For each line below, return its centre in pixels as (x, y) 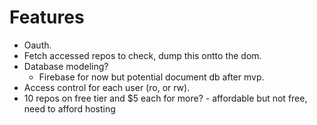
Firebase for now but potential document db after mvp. (151, 77)
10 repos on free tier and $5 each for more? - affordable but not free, (165, 98)
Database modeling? (66, 66)
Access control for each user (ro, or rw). (107, 87)
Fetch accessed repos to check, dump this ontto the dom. (142, 55)
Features (47, 17)
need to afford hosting (69, 108)
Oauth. (37, 45)
